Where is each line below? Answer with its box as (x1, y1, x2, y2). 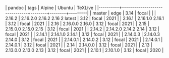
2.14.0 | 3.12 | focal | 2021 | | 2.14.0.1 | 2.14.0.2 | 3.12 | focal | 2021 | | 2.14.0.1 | (5, 36, 163, 42)
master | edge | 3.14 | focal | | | (92, 10, 156, 16)
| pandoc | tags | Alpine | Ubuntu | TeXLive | (5, 5, 96, 10)
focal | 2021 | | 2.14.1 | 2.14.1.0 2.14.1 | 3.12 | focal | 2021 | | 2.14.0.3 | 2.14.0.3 (5, 31, 160, 37)
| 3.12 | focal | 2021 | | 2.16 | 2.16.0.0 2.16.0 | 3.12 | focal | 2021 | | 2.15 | (5, 20, 150, 26)
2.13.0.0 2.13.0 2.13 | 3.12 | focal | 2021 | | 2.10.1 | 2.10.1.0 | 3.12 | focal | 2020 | (5, 47, 164, 53)
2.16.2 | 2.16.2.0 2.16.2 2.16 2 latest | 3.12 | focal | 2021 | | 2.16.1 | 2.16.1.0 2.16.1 (5, 15, 164, 21)
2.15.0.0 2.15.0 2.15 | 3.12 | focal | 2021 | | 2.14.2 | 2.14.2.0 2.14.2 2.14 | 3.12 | (5, 26, 160, 32)
